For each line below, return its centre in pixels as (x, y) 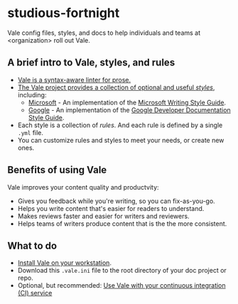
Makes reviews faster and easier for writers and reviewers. (103, 216)
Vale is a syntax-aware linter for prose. (74, 80)
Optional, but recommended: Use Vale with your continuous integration (121, 286)
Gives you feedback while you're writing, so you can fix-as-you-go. (116, 201)
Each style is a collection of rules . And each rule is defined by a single (120, 125)
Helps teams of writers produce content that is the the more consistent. (122, 223)
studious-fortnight (64, 13)
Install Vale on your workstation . (65, 263)
